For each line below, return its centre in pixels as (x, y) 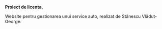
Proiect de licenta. (24, 7)
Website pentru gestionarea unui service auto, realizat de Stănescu (73, 16)
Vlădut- (149, 16)
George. (13, 22)
